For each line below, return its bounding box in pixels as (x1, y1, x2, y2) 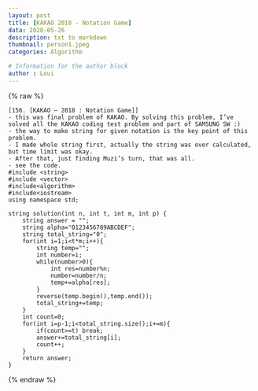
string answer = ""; (22, 216, 90, 224)
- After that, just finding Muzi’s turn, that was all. (8, 154, 195, 162)
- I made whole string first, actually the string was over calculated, (8, 141, 252, 149)
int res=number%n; (50, 264, 111, 272)
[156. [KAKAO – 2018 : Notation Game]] (8, 106, 139, 114)
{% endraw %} (8, 374, 57, 384)
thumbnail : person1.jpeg (8, 41, 90, 49)
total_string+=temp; (36, 299, 104, 307)
